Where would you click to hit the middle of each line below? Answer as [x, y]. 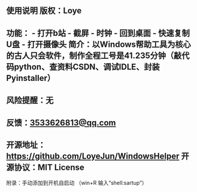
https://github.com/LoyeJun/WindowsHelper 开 [98, 156]
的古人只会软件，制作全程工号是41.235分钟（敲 [94, 55]
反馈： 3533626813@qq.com [61, 123]
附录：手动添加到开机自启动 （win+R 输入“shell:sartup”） [77, 183]
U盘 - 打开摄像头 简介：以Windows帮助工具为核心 [99, 44]
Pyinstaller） [31, 78]
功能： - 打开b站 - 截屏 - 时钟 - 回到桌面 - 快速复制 [98, 33]
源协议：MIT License [46, 167]
